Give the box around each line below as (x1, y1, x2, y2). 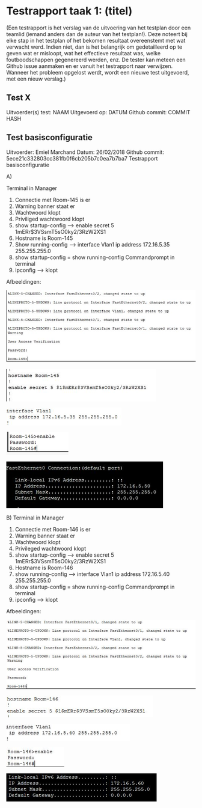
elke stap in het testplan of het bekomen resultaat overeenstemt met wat (6, 37, 186, 44)
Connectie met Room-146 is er (14, 526, 91, 533)
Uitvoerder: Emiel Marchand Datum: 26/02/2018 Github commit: (6, 148, 164, 156)
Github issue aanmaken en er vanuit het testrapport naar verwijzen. (6, 62, 173, 70)
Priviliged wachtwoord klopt (14, 215, 85, 222)
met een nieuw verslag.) (6, 75, 66, 82)
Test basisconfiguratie (6, 132, 93, 142)
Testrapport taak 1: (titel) (6, 4, 133, 18)
